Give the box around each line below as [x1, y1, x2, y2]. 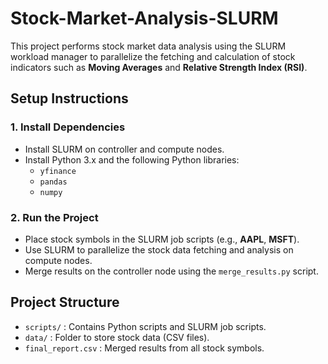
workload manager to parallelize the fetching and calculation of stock [10, 50, 296, 62]
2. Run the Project [10, 210, 99, 224]
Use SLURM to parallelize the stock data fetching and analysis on [24, 243, 294, 256]
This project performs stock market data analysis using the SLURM [10, 40, 287, 52]
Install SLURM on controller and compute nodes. [24, 143, 225, 155]
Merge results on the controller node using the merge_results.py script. [24, 265, 319, 277]
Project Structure [10, 294, 120, 311]
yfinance [39, 166, 77, 176]
